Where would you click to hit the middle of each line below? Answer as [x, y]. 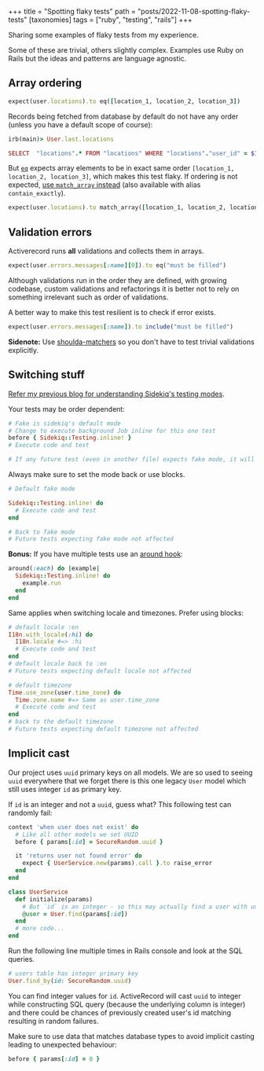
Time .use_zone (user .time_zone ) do [65, 692]
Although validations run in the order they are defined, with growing [118, 281]
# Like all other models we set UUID [77, 834]
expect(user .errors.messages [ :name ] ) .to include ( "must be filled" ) [121, 327]
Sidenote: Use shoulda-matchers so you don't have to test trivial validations [132, 342]
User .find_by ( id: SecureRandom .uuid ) [70, 981]
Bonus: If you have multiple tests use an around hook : [95, 554]
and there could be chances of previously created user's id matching [120, 1012]
